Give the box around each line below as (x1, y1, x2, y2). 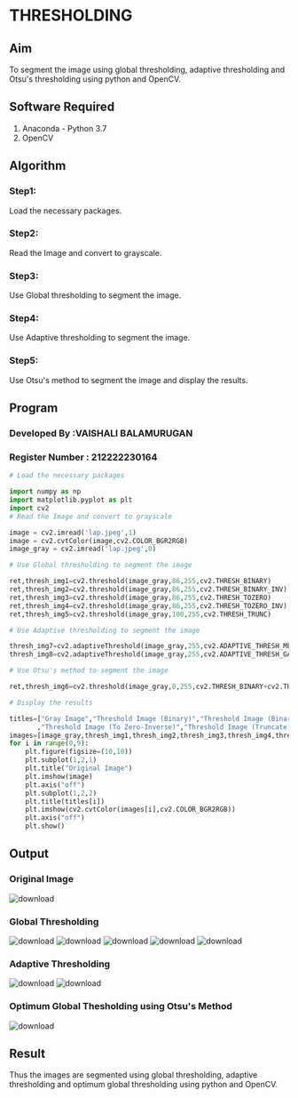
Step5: (9, 355, 39, 367)
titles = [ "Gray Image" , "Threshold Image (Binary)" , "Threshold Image (9, 714, 264, 723)
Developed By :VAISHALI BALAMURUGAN (9, 428, 193, 439)
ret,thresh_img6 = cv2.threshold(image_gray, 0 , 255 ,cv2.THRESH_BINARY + (9, 682, 268, 692)
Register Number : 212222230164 (9, 451, 158, 463)
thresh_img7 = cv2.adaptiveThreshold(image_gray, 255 (9, 642, 200, 651)
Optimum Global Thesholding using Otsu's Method (9, 1000, 233, 1013)
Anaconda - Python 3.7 (21, 123, 107, 133)
